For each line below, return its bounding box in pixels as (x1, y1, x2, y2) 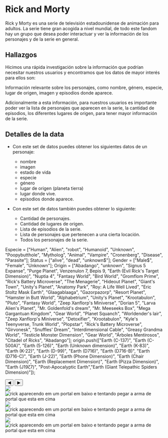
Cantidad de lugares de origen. (20, 221, 84, 227)
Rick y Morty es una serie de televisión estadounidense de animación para (5, 20, 159, 26)
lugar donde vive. (20, 190, 56, 196)
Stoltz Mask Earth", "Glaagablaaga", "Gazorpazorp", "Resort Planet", (5, 289, 146, 295)
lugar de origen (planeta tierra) (20, 185, 84, 191)
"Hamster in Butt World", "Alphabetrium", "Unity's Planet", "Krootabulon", (5, 294, 156, 300)
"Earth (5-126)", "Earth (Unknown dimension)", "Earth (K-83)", (22, 343, 149, 349)
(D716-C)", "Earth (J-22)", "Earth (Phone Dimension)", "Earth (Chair (5, 353, 144, 359)
